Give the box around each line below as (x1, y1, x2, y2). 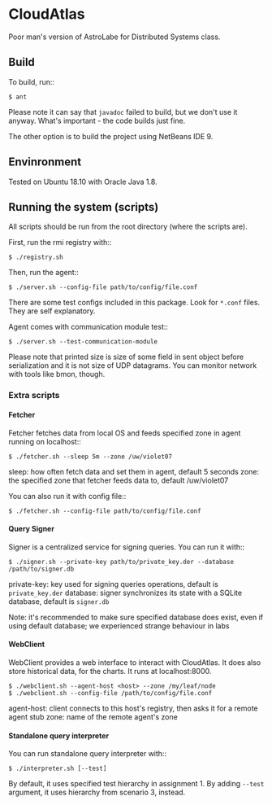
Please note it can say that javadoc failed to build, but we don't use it (8, 107, 238, 116)
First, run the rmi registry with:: (8, 238, 112, 247)
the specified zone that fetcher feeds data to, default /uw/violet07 (8, 475, 229, 485)
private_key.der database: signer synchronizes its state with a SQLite (8, 588, 242, 597)
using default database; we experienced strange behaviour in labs (8, 620, 230, 631)
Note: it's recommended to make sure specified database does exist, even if (8, 612, 264, 622)
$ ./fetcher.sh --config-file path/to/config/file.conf (8, 506, 201, 515)
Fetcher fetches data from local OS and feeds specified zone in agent (8, 428, 241, 438)
